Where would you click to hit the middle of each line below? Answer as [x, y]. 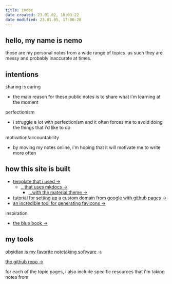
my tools [20, 239]
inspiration [16, 213]
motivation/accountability [32, 137]
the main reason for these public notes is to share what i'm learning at [87, 97]
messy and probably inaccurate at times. [48, 58]
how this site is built [38, 169]
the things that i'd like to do [42, 127]
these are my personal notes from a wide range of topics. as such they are [84, 53]
